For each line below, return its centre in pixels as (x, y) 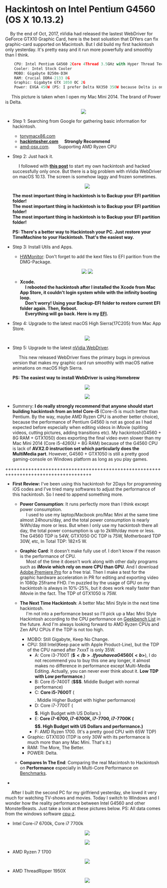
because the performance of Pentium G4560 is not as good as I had (82, 422)
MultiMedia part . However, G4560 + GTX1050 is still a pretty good (81, 454)
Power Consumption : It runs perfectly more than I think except (84, 504)
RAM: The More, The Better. (56, 748)
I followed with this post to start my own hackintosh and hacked (84, 166)
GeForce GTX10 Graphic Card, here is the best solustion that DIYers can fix (82, 39)
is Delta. (14, 102)
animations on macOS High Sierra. (47, 368)
